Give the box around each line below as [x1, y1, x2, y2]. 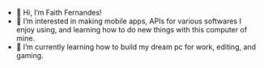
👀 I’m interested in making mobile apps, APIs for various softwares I [15, 16, 241, 26]
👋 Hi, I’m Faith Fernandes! [15, 8, 102, 17]
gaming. [15, 51, 44, 60]
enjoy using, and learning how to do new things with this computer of [15, 25, 248, 34]
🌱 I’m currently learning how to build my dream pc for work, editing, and [15, 42, 257, 52]
